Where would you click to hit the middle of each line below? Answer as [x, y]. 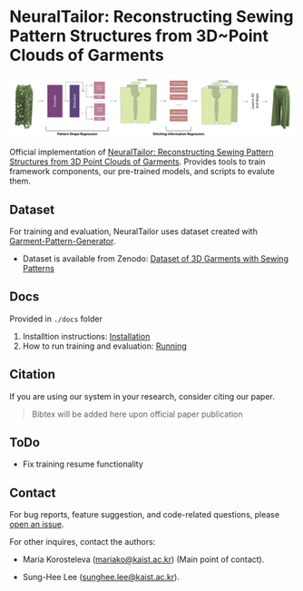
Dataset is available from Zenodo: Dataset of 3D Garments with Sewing [155, 259]
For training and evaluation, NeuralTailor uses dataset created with [134, 231]
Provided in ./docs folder [56, 319]
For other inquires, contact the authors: [83, 542]
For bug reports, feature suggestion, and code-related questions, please [144, 515]
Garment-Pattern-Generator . [63, 241]
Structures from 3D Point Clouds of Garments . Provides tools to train [137, 162]
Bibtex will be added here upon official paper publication [137, 414]
